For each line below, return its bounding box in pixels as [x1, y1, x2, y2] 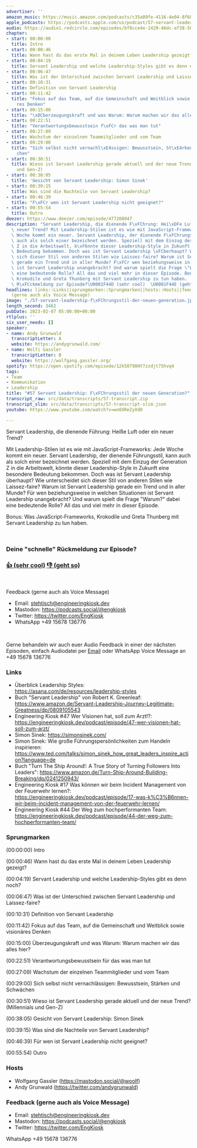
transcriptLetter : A [11, 336, 62, 342]
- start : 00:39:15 [6, 183, 51, 189]
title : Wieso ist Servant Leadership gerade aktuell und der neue [11, 161, 177, 167]
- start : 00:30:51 [6, 156, 51, 162]
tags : [6, 368, 19, 374]
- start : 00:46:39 [6, 194, 51, 200]
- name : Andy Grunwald [6, 330, 62, 336]
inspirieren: [14, 744, 42, 751]
